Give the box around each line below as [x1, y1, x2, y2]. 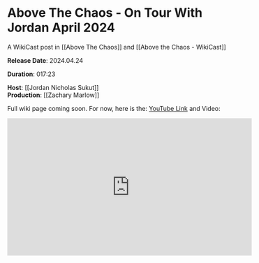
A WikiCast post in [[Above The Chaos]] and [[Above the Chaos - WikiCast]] [7, 43, 227, 51]
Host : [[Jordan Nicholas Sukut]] [7, 83, 99, 91]
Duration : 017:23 [7, 70, 56, 78]
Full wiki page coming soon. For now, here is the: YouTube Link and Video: [7, 104, 221, 112]
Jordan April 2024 [7, 20, 115, 36]
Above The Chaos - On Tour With [7, 5, 203, 21]
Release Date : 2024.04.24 [7, 56, 84, 64]
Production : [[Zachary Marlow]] [7, 91, 100, 99]
